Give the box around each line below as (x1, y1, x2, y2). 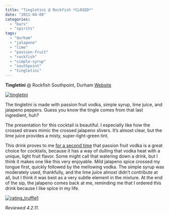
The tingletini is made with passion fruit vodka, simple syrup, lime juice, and (5, 102, 163, 107)
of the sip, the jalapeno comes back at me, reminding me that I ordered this (5, 180, 161, 186)
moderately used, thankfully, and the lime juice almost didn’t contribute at (5, 169, 158, 175)
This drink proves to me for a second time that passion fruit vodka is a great (5, 142, 163, 149)
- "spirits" (10, 26, 35, 31)
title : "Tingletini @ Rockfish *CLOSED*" (5, 7, 94, 13)
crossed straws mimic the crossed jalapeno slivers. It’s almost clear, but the (5, 127, 162, 133)
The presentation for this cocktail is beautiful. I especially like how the (5, 122, 150, 128)
